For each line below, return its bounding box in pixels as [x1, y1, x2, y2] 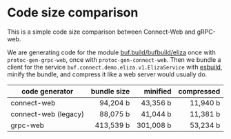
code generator [21, 86, 74, 96]
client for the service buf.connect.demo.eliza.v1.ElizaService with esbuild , [7, 63, 223, 71]
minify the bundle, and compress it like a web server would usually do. [7, 70, 208, 78]
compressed [178, 86, 221, 96]
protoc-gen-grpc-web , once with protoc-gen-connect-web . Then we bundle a [7, 55, 221, 63]
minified [143, 86, 172, 96]
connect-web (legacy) [10, 109, 85, 118]
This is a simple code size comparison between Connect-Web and [7, 28, 196, 36]
